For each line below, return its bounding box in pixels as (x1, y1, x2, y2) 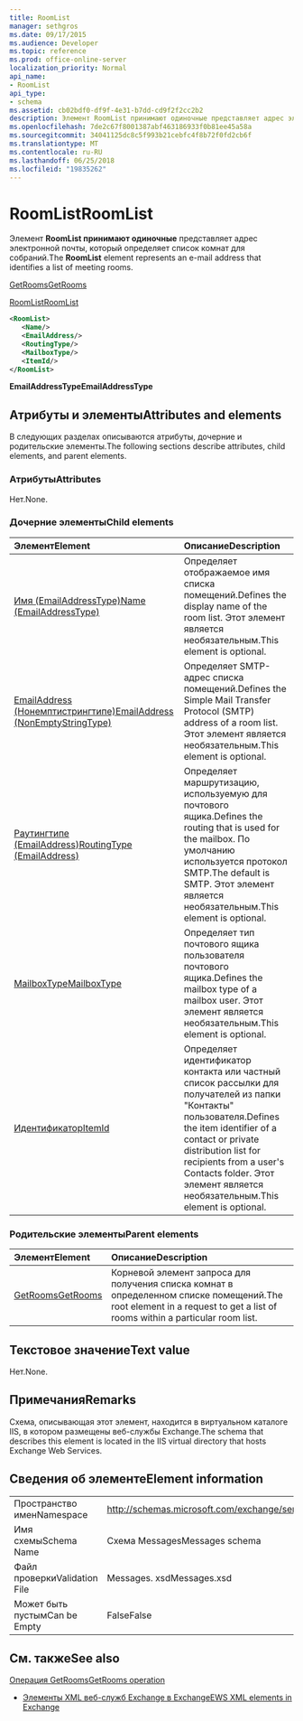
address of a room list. (183, 716, 279, 728)
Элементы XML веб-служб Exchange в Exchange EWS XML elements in (22, 1692, 293, 1703)
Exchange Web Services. (9, 1445, 103, 1455)
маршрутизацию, (183, 776, 260, 789)
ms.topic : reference (9, 47, 87, 56)
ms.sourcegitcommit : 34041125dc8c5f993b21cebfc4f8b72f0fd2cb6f (9, 131, 252, 140)
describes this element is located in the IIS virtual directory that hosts (9, 1436, 267, 1446)
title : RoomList (9, 13, 70, 23)
